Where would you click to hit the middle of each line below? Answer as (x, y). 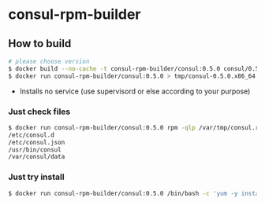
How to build (40, 44)
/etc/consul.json (37, 142)
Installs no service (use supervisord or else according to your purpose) (135, 91)
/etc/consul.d (32, 135)
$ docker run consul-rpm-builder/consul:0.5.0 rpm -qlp (102, 127)
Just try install (36, 177)
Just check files (39, 112)
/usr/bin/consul (35, 150)
